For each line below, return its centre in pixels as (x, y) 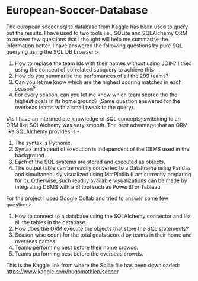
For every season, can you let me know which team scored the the (96, 95)
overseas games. (36, 241)
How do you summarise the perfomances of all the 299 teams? (92, 76)
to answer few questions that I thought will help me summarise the (87, 39)
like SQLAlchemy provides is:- (43, 131)
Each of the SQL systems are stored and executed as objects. (90, 162)
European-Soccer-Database (77, 10)
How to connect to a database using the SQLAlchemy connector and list (103, 216)
